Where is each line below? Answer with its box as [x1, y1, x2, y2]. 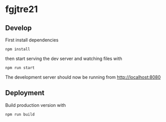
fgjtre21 [5, 4, 38, 15]
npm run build [5, 112, 35, 117]
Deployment [5, 89, 45, 97]
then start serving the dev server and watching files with [5, 55, 122, 62]
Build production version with [5, 102, 66, 108]
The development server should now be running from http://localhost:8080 [5, 74, 161, 80]
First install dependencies [5, 37, 59, 43]
